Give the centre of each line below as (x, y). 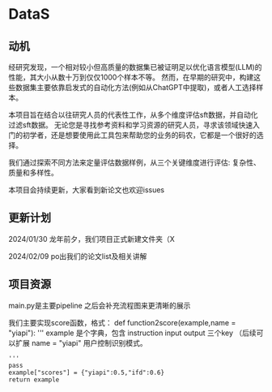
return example (34, 379)
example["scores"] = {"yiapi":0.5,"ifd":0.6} (86, 373)
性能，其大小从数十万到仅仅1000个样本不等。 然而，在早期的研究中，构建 (131, 77)
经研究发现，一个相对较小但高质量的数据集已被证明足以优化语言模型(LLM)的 (135, 67)
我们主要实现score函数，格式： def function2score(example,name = (122, 322)
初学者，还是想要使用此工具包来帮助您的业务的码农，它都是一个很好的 (139, 135)
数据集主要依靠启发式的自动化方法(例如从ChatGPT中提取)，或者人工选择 (136, 87)
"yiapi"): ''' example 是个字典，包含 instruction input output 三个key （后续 (132, 333)
